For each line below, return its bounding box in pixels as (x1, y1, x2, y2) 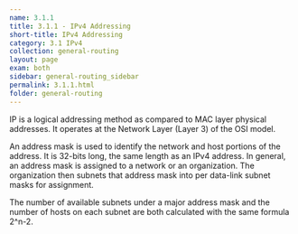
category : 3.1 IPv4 (9, 38, 83, 48)
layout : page (9, 55, 59, 64)
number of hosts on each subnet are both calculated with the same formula (9, 206, 290, 217)
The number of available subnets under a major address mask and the (9, 196, 271, 208)
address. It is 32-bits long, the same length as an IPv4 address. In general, (9, 150, 286, 161)
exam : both (9, 64, 51, 73)
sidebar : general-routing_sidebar (9, 72, 140, 81)
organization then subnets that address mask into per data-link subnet (9, 169, 271, 181)
